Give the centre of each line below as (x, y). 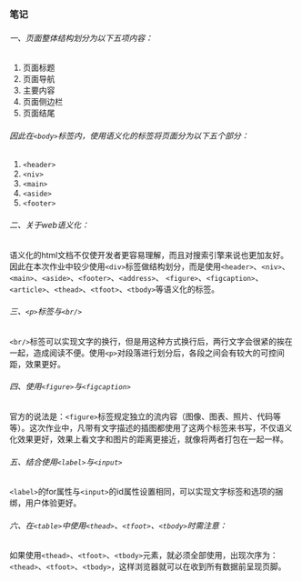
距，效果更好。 (37, 364)
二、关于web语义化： (49, 225)
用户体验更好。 (53, 503)
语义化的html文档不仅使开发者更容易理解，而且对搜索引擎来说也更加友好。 (149, 255)
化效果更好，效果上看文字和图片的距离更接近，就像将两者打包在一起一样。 (149, 439)
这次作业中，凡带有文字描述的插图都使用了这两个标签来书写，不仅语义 (161, 427)
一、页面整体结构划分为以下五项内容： (81, 37)
